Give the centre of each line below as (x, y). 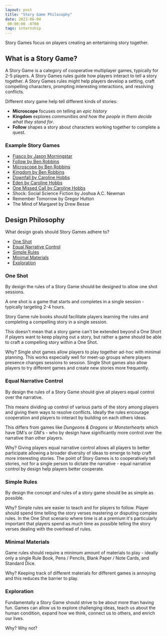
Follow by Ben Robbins (36, 162)
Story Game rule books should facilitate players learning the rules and (77, 317)
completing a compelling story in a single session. (57, 322)
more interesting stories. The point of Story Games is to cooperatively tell (80, 458)
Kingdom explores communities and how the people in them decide (82, 116)
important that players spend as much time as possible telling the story (78, 523)
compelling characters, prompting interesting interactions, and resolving (79, 86)
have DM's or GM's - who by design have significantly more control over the (83, 432)
